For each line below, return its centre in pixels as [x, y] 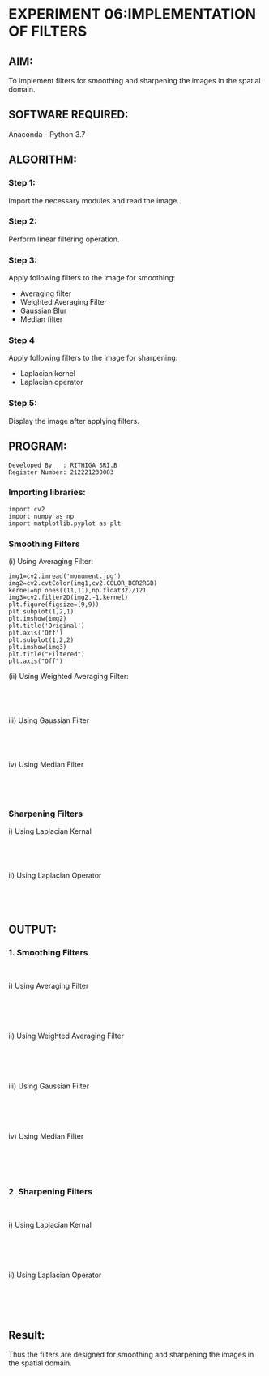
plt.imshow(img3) [38, 647]
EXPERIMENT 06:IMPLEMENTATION [132, 14]
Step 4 [21, 340]
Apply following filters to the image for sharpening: [93, 358]
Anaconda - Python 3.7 [47, 134]
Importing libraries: [47, 493]
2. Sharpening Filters [51, 1192]
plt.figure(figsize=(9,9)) [54, 605]
